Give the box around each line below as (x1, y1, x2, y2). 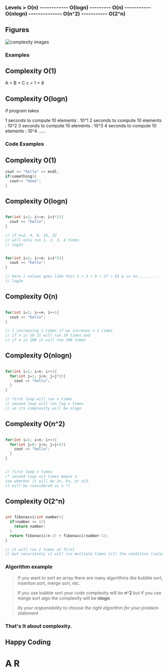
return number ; (14, 524, 46, 529)
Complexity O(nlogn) (5, 351, 72, 360)
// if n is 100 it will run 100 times (5, 338, 86, 343)
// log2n (5, 242, 23, 247)
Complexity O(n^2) (5, 420, 65, 428)
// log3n (5, 279, 23, 284)
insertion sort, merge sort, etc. (17, 580, 80, 586)
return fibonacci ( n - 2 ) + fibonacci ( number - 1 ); (9, 533, 108, 538)
